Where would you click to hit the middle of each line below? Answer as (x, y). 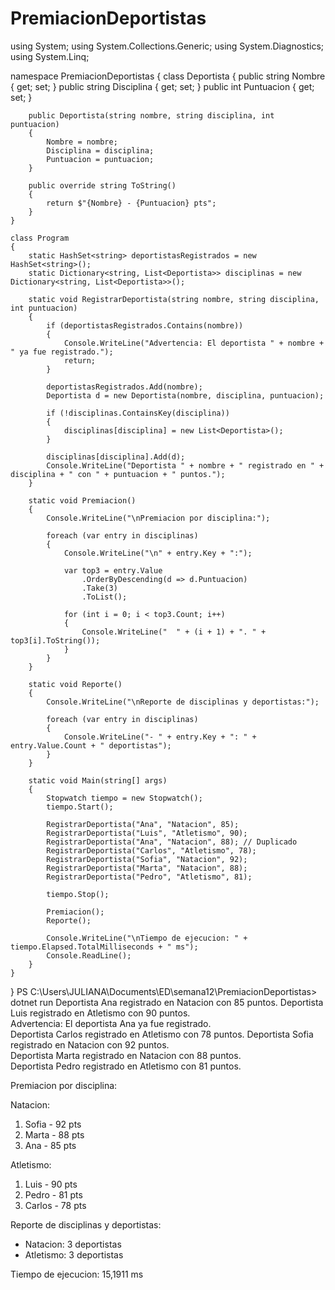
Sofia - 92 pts (53, 1124)
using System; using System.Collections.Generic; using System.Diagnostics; (167, 46)
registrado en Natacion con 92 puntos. (90, 1044)
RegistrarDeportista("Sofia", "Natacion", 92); (147, 859)
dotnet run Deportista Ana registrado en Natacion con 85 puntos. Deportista (167, 1002)
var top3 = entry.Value (113, 570)
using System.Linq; (50, 56)
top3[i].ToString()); (55, 640)
